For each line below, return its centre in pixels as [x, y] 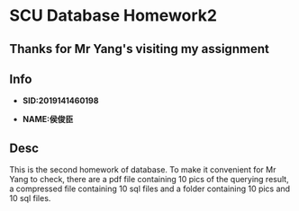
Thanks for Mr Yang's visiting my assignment [140, 49]
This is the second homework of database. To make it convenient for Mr [143, 170]
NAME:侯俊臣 [48, 119]
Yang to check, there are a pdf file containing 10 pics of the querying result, [149, 180]
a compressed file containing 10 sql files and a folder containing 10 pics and [150, 189]
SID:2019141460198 [60, 101]
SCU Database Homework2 [113, 16]
